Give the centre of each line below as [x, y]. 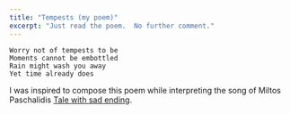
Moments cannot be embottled [64, 58]
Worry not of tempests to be [64, 50]
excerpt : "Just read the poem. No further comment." [112, 26]
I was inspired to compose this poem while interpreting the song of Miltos [145, 90]
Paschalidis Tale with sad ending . [71, 100]
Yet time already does [52, 73]
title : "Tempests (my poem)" [64, 17]
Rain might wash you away [57, 66]
